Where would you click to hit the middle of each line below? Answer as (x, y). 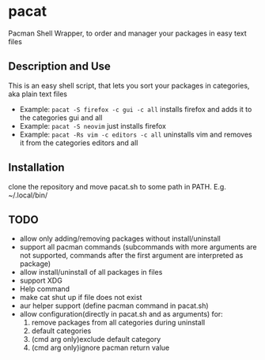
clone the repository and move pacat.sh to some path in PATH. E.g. (117, 186)
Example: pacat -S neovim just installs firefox (93, 126)
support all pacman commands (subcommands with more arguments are (138, 247)
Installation (36, 168)
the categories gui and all (61, 118)
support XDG (41, 281)
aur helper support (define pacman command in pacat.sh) (114, 306)
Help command (44, 289)
